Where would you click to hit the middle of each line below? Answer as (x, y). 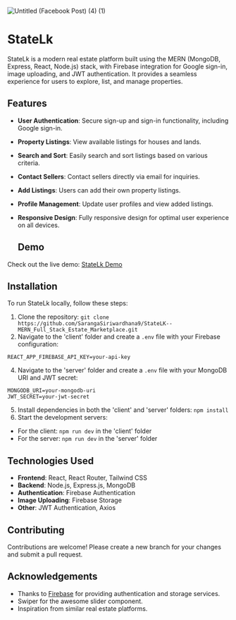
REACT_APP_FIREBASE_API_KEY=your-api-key (69, 357)
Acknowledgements (52, 577)
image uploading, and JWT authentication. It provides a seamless (102, 73)
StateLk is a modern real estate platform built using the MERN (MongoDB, (114, 59)
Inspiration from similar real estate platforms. (82, 608)
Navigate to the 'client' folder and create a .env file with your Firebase (119, 337)
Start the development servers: (62, 418)
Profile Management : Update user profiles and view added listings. (115, 204)
